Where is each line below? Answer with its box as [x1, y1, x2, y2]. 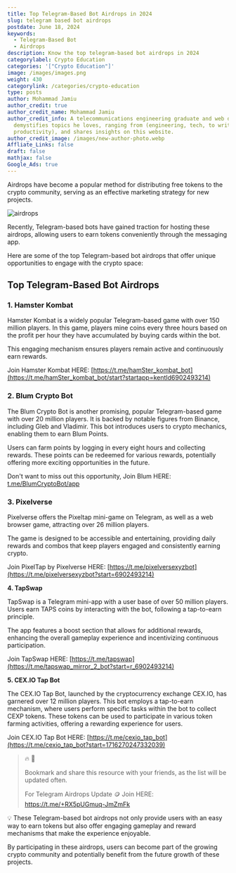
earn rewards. [7, 352, 48, 361]
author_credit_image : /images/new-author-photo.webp [7, 135, 165, 142]
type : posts [7, 89, 42, 96]
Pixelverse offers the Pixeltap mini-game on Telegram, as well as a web [7, 513, 214, 521]
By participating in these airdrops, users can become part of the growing [7, 843, 218, 851]
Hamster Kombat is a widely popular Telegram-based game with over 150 [7, 316, 220, 325]
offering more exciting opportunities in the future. [7, 458, 150, 466]
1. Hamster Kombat [7, 300, 74, 310]
